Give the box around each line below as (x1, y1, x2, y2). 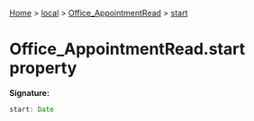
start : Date (9, 105, 54, 114)
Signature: (9, 87, 50, 98)
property (9, 58, 77, 79)
